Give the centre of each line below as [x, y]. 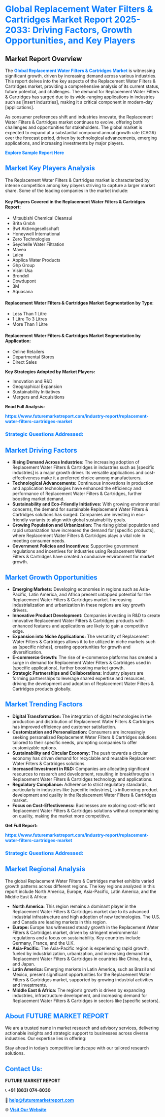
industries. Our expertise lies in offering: [46, 1039]
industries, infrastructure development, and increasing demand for [80, 995]
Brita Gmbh [24, 224]
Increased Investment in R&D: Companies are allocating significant [81, 769]
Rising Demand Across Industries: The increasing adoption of [76, 462]
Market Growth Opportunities [51, 577]
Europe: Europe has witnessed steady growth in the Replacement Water [85, 927]
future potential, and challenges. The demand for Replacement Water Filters [82, 92]
